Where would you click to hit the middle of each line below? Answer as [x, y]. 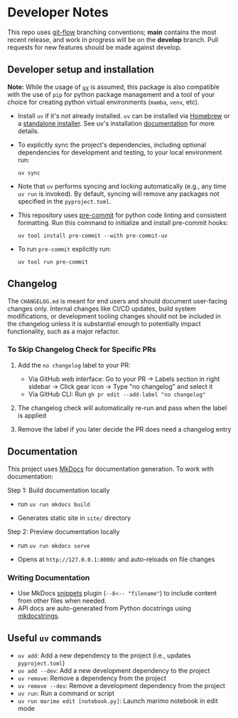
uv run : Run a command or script [66, 693]
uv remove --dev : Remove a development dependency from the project [121, 685]
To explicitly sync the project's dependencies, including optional [112, 145]
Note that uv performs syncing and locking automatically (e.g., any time [122, 186]
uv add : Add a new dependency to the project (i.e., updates [104, 655]
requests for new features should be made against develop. [94, 47]
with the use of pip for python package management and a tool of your [111, 94]
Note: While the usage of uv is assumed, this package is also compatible [114, 87]
